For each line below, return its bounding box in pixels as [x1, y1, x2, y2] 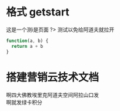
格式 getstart [6, 5, 69, 19]
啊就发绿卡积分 [6, 99, 42, 106]
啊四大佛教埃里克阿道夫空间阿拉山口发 [6, 91, 99, 98]
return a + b [11, 43, 44, 49]
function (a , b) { [6, 38, 49, 44]
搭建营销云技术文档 [6, 70, 99, 84]
